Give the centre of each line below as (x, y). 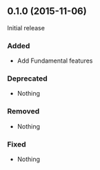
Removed (23, 111)
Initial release (26, 28)
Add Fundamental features (55, 61)
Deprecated (28, 78)
